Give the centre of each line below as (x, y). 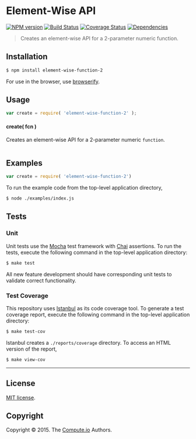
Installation (27, 57)
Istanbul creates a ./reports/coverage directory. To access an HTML (88, 342)
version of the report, (32, 349)
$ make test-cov (26, 331)
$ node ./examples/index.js (40, 198)
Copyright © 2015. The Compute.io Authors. (59, 430)
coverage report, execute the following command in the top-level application (98, 314)
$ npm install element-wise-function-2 (55, 70)
